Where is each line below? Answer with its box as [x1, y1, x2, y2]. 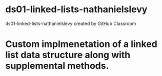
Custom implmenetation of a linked [5, 38, 157, 50]
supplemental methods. [5, 60, 109, 72]
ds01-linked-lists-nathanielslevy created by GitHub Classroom [5, 20, 136, 27]
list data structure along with [5, 49, 131, 61]
